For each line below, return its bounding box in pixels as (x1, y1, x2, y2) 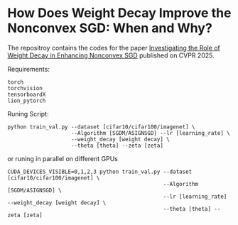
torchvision (7, 84, 43, 92)
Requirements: (7, 65, 50, 73)
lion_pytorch (7, 97, 46, 104)
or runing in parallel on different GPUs (7, 154, 119, 163)
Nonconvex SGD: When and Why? (7, 20, 213, 36)
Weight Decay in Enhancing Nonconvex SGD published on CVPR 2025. (7, 51, 215, 60)
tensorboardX (7, 91, 46, 98)
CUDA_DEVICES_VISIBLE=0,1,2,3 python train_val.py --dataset (7, 168, 193, 175)
